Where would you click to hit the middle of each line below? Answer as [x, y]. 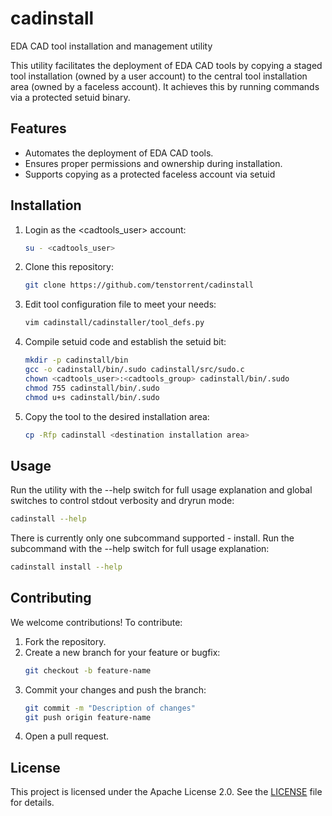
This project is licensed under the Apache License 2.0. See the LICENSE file [166, 792]
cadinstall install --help [66, 567]
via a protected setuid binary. [70, 97]
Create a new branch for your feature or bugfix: [122, 652]
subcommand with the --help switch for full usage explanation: [140, 549]
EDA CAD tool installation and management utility [111, 46]
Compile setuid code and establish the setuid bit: [125, 342]
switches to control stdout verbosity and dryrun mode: [122, 501]
